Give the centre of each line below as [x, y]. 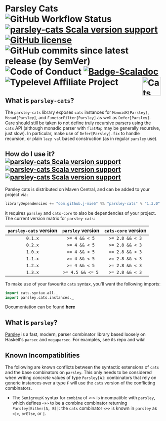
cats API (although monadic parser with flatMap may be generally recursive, [83, 128]
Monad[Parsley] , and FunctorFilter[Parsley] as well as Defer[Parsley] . [78, 117]
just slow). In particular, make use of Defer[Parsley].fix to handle [72, 133]
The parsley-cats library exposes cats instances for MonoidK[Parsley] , [77, 112]
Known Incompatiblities [42, 355]
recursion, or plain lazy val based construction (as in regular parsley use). [82, 139]
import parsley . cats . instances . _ [40, 297]
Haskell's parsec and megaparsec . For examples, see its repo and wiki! [75, 340]
